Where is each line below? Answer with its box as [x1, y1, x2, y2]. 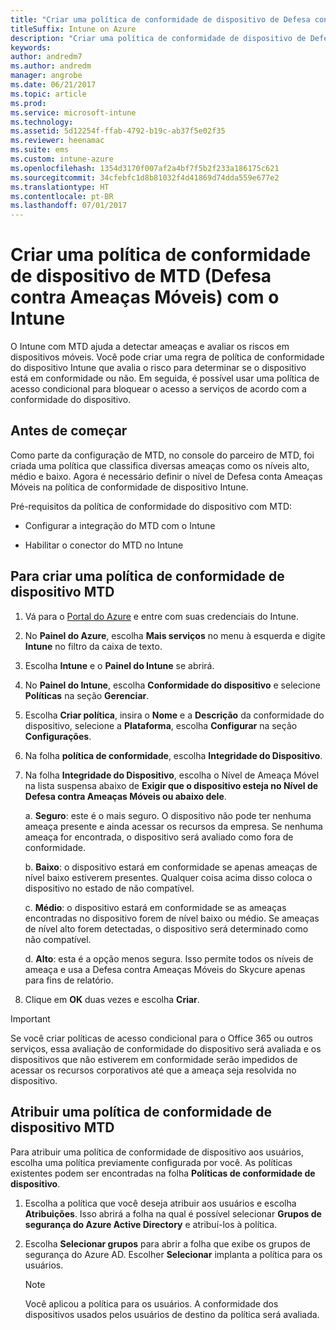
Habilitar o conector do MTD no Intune [24, 539, 184, 551]
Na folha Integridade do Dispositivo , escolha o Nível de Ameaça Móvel [24, 769, 320, 781]
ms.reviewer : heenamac [10, 136, 105, 146]
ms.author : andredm [10, 61, 92, 71]
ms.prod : [10, 98, 47, 108]
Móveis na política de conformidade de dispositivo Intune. [10, 481, 249, 493]
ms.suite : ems [10, 145, 70, 155]
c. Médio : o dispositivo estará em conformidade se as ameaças [24, 901, 287, 913]
